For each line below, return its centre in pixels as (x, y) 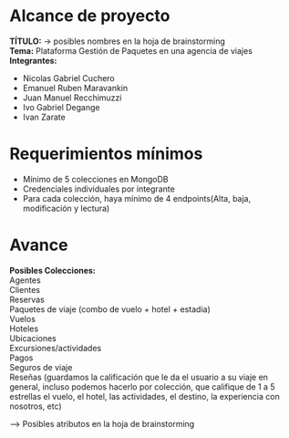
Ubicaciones (33, 338)
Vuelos (23, 318)
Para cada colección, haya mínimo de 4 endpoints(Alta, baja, (137, 198)
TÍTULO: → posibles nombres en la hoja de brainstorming (118, 41)
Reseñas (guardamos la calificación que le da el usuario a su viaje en (139, 377)
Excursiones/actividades (56, 348)
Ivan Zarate (44, 117)
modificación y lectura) (66, 208)
